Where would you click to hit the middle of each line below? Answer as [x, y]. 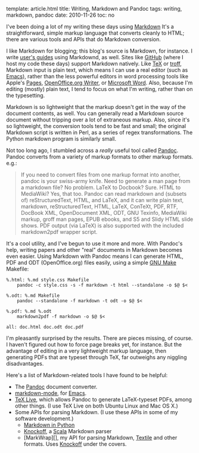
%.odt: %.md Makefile [33, 296]
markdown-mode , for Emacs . [51, 393]
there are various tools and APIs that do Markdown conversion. [83, 39]
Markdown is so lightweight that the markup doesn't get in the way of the [96, 107]
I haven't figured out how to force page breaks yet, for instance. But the [94, 344]
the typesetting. [26, 95]
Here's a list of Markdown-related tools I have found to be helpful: [87, 375]
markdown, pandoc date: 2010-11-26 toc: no [60, 15]
